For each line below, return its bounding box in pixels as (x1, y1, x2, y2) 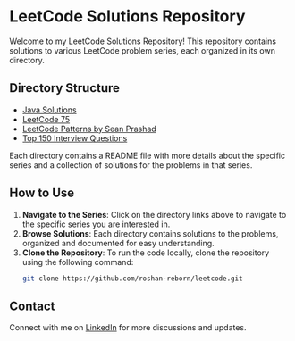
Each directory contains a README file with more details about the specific (9, 150, 286, 161)
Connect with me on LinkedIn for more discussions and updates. (9, 322, 248, 333)
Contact (9, 298, 55, 313)
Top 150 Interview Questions (21, 132, 128, 144)
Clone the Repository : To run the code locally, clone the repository (21, 247, 270, 258)
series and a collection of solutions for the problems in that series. (9, 159, 253, 170)
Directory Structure (9, 80, 121, 96)
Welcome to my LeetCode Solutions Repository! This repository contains (9, 36, 277, 46)
